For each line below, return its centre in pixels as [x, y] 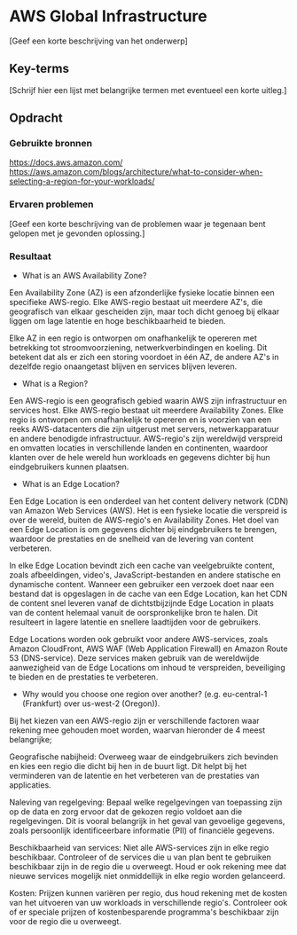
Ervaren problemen [52, 204]
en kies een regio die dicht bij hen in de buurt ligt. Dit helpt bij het [128, 766]
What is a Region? [55, 384]
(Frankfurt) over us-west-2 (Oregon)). [91, 703]
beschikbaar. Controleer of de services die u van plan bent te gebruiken [141, 857]
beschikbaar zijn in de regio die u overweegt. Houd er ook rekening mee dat [148, 867]
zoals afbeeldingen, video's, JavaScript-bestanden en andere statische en [145, 575]
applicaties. [30, 785]
